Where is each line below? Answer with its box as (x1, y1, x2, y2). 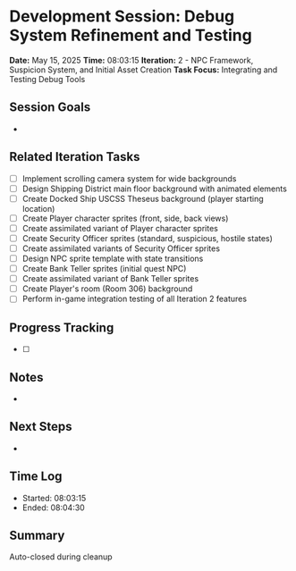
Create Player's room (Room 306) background (21, 283, 193, 294)
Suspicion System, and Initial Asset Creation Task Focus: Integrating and (9, 64, 278, 75)
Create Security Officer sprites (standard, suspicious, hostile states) (21, 232, 273, 243)
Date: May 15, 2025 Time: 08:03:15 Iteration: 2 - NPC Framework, (9, 55, 254, 65)
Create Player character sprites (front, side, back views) (21, 213, 229, 223)
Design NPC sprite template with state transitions (21, 253, 204, 264)
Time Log (9, 469, 63, 484)
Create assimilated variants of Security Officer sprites (21, 243, 221, 254)
